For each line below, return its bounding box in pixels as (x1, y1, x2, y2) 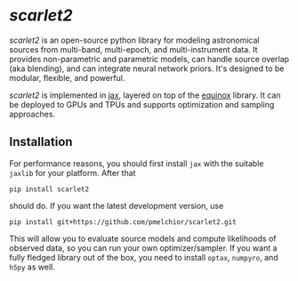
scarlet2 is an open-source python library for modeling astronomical (9, 35, 260, 45)
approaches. (9, 108, 56, 119)
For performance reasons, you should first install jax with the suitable (9, 157, 264, 169)
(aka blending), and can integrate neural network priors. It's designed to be (9, 63, 285, 74)
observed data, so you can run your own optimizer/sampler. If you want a (9, 242, 278, 253)
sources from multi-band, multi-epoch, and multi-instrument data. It (9, 44, 258, 54)
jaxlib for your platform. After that (9, 167, 136, 178)
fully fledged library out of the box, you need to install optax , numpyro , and (9, 252, 278, 262)
